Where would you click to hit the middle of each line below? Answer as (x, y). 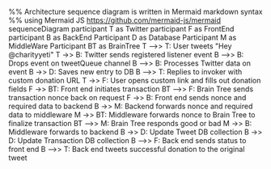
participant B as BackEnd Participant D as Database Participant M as (123, 37)
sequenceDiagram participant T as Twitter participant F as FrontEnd (121, 29)
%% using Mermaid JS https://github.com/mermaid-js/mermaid (114, 20)
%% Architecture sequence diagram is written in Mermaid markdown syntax (135, 12)
